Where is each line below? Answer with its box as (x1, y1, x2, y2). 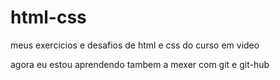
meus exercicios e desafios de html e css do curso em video (10, 39, 260, 51)
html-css (10, 6, 87, 29)
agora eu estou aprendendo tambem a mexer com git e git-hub (10, 58, 270, 70)
